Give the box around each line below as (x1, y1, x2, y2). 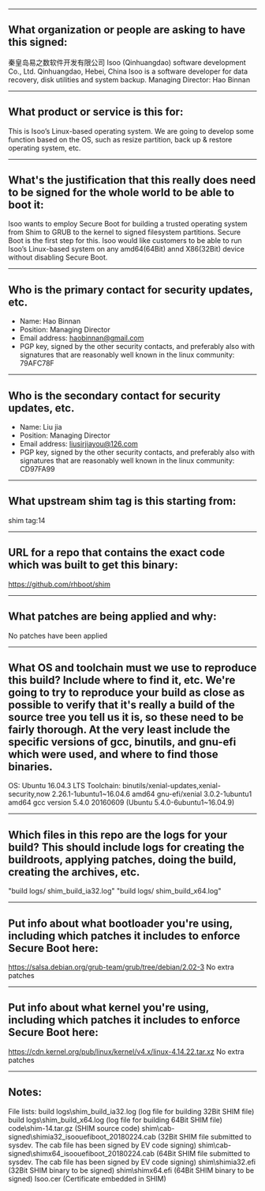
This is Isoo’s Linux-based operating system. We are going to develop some (8, 126, 254, 135)
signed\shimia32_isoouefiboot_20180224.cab (8, 1132, 156, 1141)
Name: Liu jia (19, 423, 62, 432)
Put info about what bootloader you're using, (8, 916, 233, 930)
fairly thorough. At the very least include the (8, 723, 230, 736)
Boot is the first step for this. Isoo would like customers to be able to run (8, 236, 242, 245)
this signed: (8, 36, 68, 49)
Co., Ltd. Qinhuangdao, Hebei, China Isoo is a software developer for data (8, 66, 248, 76)
